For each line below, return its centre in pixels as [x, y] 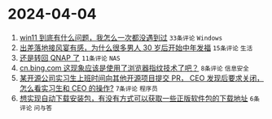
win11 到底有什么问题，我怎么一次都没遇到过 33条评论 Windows [121, 37]
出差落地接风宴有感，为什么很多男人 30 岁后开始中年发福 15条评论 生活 [136, 47]
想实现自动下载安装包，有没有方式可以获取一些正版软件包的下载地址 [134, 98]
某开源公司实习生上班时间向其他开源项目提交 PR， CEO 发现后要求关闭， [141, 78]
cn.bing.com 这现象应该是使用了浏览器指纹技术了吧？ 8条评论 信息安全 [134, 68]
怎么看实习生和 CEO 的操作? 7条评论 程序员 [88, 88]
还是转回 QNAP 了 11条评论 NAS [70, 57]
